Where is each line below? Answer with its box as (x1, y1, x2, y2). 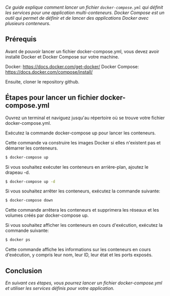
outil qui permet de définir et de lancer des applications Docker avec (5, 15, 149, 21)
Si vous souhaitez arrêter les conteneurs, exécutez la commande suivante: (5, 188, 160, 194)
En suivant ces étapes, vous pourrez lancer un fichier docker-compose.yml (5, 280, 162, 286)
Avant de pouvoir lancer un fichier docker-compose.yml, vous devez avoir (5, 48, 159, 55)
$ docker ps (5, 237, 30, 242)
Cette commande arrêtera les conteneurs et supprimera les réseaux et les (5, 207, 159, 213)
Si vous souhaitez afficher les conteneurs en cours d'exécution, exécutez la (5, 222, 163, 228)
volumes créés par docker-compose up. (5, 212, 89, 219)
